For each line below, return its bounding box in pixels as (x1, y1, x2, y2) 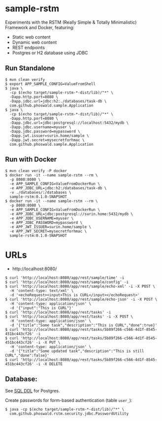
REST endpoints (12, 44, 45, 50)
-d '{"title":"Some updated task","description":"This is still (9, 349, 144, 353)
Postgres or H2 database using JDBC (12, 50, 88, 56)
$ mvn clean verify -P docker (5, 168, 67, 173)
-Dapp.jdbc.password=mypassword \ (9, 129, 80, 134)
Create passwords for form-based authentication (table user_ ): (5, 397, 132, 403)
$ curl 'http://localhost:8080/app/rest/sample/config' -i (5, 280, 129, 284)
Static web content (12, 34, 51, 40)
